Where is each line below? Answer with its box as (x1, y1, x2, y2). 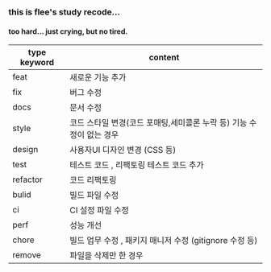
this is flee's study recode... (8, 6, 121, 18)
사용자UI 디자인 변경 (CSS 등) (69, 144, 177, 155)
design (12, 144, 39, 155)
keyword (19, 57, 55, 68)
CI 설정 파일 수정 (69, 204, 129, 216)
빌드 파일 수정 (69, 190, 119, 201)
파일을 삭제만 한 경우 (69, 250, 144, 262)
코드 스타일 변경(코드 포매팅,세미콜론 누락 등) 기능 (69, 117, 248, 129)
